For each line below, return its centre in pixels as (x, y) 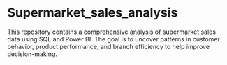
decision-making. (32, 54)
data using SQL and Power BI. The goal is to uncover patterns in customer (113, 39)
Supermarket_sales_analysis (93, 13)
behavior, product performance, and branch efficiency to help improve (109, 46)
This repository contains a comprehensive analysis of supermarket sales (112, 32)
